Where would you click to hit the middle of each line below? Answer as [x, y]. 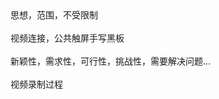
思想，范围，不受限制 [54, 15]
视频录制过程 [36, 84]
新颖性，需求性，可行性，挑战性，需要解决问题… [111, 61]
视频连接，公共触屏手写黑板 [67, 38]
